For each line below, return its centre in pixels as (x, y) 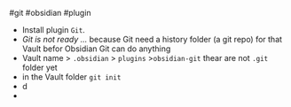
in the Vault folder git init (71, 77)
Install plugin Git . (54, 30)
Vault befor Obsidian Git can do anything (96, 49)
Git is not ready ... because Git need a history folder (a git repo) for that (152, 39)
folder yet (39, 67)
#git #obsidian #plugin (50, 13)
